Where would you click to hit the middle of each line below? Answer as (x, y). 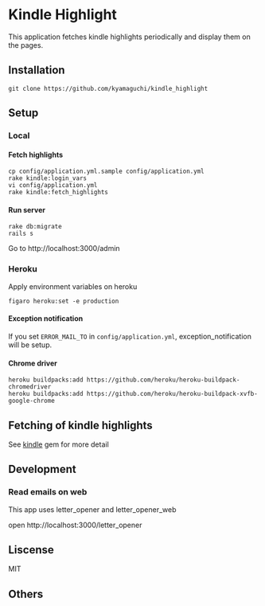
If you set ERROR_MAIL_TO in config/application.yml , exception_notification (130, 336)
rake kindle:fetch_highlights (58, 193)
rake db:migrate (35, 227)
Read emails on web (48, 492)
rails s (21, 234)
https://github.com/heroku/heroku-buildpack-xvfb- (172, 394)
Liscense (31, 550)
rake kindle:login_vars (48, 178)
